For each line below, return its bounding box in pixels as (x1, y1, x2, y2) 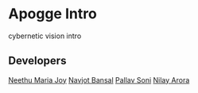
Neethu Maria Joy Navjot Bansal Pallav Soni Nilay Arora (8, 75, 190, 84)
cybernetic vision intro (8, 31, 82, 41)
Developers (8, 54, 67, 68)
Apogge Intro (8, 5, 97, 23)
